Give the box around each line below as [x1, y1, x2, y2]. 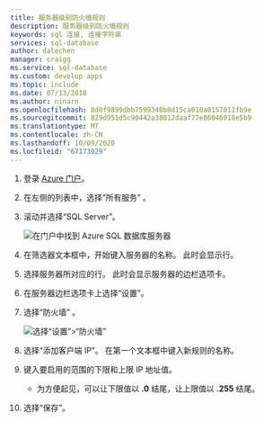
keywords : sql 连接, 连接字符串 [10, 30, 122, 39]
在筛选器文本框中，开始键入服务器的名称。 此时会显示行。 [22, 249, 239, 260]
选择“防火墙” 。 [22, 307, 81, 318]
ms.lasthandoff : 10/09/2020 [10, 139, 116, 148]
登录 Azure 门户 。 [22, 173, 90, 184]
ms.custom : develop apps [10, 72, 103, 81]
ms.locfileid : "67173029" [10, 147, 107, 156]
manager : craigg [10, 55, 71, 64]
